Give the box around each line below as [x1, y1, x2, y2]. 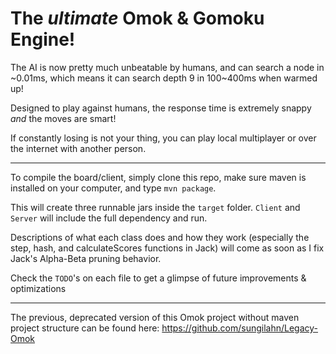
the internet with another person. [10, 142, 147, 154]
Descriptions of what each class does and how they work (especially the [10, 231, 310, 243]
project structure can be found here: [10, 322, 160, 334]
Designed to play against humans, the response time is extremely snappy [10, 102, 312, 114]
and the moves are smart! [10, 112, 117, 124]
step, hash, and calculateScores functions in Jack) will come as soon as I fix [10, 242, 325, 254]
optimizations [10, 282, 67, 294]
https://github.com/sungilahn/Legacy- [161, 322, 319, 334]
